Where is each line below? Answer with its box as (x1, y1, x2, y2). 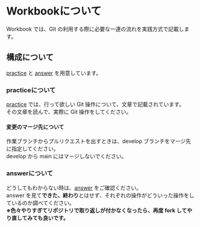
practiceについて (6, 86, 56, 94)
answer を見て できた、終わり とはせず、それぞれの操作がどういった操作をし (6, 191, 195, 199)
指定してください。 (11, 145, 59, 152)
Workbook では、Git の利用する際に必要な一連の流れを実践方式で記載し (6, 25, 184, 33)
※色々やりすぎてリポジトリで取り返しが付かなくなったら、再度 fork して (6, 207, 187, 214)
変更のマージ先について (6, 123, 64, 130)
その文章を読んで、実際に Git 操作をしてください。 (6, 108, 132, 116)
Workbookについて (6, 4, 102, 18)
